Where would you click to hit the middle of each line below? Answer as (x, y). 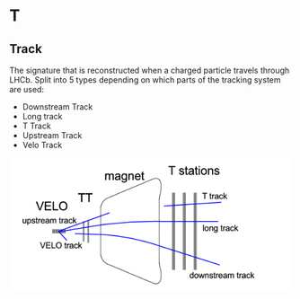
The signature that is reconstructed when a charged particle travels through (150, 70)
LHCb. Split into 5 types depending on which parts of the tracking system (145, 80)
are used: (27, 89)
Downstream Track (57, 107)
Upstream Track (52, 135)
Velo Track (42, 145)
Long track (42, 116)
